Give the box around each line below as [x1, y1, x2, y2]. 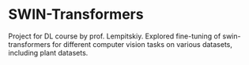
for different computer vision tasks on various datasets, [52, 39, 233, 49]
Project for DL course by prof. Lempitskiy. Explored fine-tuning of [8, 31, 221, 41]
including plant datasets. [8, 48, 89, 57]
